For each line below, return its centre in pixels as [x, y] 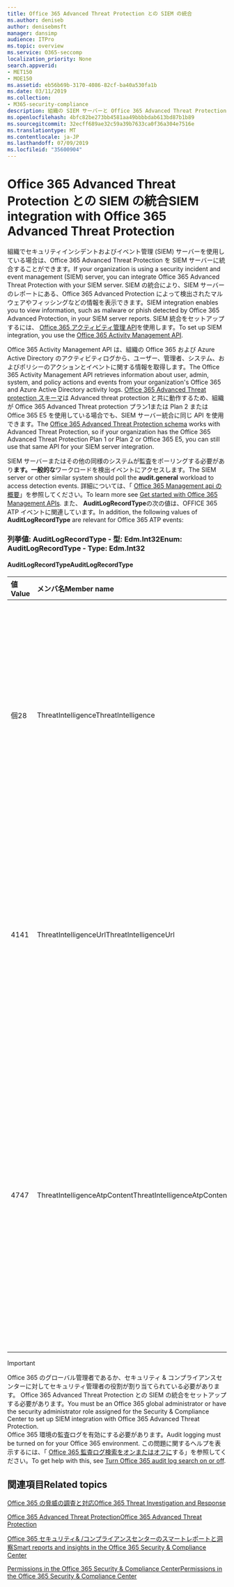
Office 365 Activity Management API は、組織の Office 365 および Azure [111, 349]
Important [21, 1363]
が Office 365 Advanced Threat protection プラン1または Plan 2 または [108, 406]
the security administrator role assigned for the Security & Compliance [108, 1411]
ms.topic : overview [36, 46]
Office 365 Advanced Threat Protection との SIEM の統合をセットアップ [124, 1395]
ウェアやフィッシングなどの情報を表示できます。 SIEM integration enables [113, 302]
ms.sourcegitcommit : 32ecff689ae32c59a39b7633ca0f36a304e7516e [101, 124]
